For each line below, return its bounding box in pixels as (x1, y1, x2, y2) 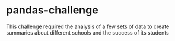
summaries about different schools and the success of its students (6, 29, 169, 36)
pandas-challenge (6, 4, 99, 17)
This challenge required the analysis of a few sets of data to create (6, 23, 170, 30)
